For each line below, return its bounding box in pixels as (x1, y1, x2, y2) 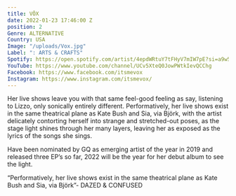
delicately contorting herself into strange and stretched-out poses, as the (7, 117, 220, 125)
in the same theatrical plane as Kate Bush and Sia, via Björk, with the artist (7, 109, 223, 118)
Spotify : (7, 56, 33, 63)
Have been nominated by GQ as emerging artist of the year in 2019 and (7, 145, 213, 154)
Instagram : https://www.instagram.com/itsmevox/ (7, 75, 152, 83)
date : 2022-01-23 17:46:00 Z (7, 17, 93, 24)
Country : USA (7, 36, 46, 43)
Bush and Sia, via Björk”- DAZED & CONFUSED (7, 181, 143, 190)
